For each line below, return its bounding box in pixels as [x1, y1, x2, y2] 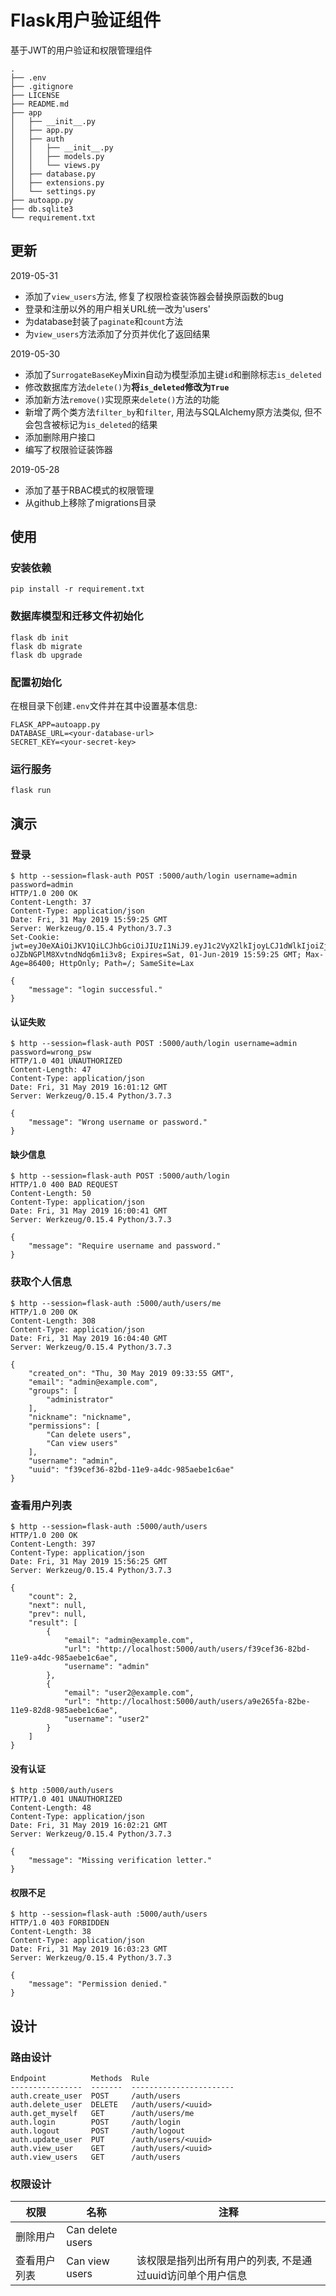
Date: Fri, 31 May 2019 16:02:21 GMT [10, 1821, 168, 1831]
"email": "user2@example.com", [63, 1688, 195, 1698]
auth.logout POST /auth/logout [10, 2126, 186, 2136]
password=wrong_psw [10, 1047, 92, 1058]
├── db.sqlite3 [10, 204, 74, 214]
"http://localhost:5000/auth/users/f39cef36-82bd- [95, 1644, 311, 1655]
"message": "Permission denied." [28, 1979, 168, 1990]
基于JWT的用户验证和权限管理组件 [10, 44, 153, 56]
